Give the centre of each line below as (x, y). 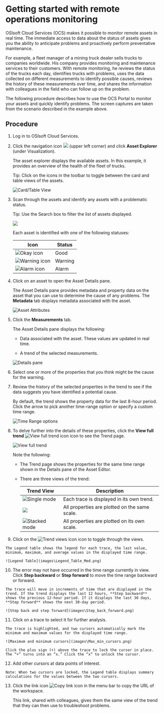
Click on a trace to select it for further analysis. (60, 620)
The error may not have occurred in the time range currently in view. (81, 570)
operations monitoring (52, 19)
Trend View (40, 490)
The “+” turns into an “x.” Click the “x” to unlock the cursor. (73, 654)
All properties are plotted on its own (104, 521)
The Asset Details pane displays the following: (59, 329)
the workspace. (28, 691)
